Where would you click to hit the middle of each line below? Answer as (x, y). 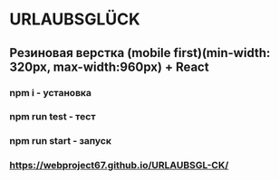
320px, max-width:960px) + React (110, 66)
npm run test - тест (53, 117)
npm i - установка (51, 92)
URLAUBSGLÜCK (75, 19)
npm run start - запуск (60, 141)
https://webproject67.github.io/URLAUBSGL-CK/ (119, 166)
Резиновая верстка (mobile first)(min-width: (140, 53)
